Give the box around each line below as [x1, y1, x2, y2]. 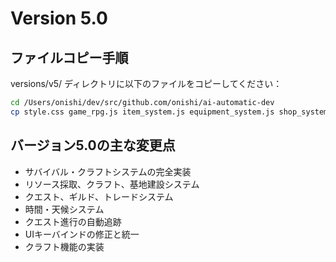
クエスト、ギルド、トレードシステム [24, 190, 174, 202]
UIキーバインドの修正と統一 [24, 228, 140, 240]
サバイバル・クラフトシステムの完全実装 [24, 165, 192, 177]
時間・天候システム [24, 203, 105, 215]
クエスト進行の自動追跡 [24, 215, 122, 227]
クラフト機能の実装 [24, 240, 105, 252]
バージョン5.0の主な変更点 [10, 137, 176, 154]
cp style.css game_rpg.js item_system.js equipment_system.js [10, 107, 275, 117]
